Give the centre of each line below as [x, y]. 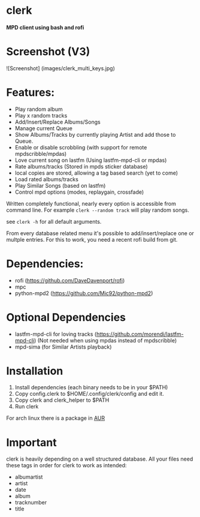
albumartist [29, 477]
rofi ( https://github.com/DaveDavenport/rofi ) [70, 280]
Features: [31, 92]
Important [31, 442]
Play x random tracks [41, 115]
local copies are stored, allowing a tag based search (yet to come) [96, 173]
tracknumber [31, 503]
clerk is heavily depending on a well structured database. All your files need [100, 459]
